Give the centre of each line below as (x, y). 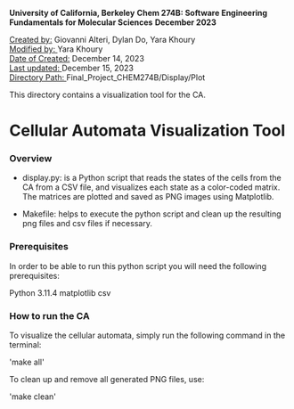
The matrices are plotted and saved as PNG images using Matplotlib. (148, 197)
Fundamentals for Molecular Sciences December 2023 (113, 22)
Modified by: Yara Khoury (56, 49)
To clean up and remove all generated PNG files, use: (107, 380)
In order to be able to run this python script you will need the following (138, 266)
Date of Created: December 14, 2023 (77, 58)
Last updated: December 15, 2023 (71, 68)
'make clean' (33, 397)
